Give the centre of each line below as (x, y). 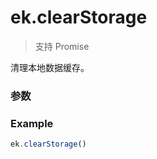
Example (32, 123)
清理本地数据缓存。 (50, 67)
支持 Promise (62, 46)
